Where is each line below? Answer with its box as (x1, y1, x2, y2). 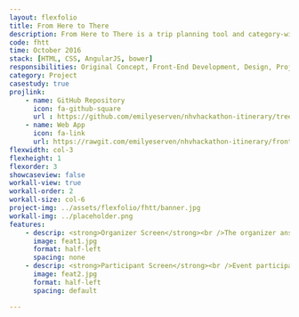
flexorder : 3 (9, 162, 58, 171)
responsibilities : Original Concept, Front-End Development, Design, (9, 63, 273, 72)
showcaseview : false (9, 170, 86, 179)
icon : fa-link (32, 129, 86, 138)
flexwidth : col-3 (9, 145, 74, 154)
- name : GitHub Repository (25, 95, 125, 105)
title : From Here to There (9, 21, 109, 30)
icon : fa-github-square (32, 104, 122, 113)
